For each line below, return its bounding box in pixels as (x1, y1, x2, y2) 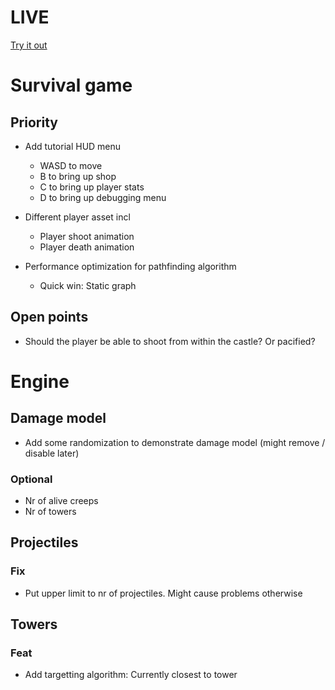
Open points (10, 309, 89, 326)
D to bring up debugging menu (39, 191, 167, 203)
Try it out (10, 39, 48, 51)
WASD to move (39, 159, 103, 171)
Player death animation (39, 241, 135, 253)
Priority (10, 114, 58, 131)
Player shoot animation (39, 230, 135, 242)
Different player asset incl (24, 211, 131, 223)
